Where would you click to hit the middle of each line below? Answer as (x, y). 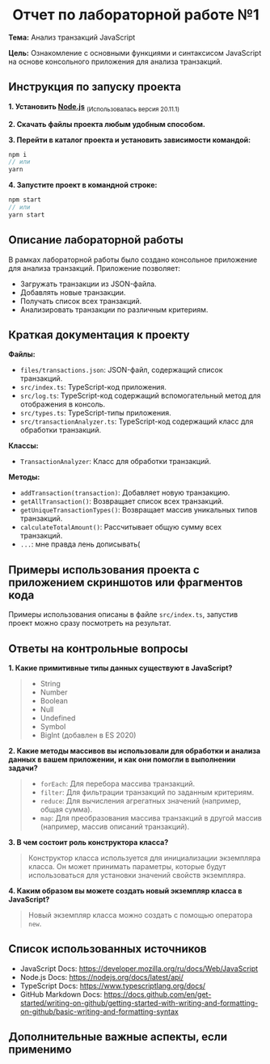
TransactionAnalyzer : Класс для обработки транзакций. (116, 462)
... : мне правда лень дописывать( (80, 544)
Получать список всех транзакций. (81, 301)
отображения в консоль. (63, 404)
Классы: (23, 445)
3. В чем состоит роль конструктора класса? (89, 842)
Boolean (54, 701)
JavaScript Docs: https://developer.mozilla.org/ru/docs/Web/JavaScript (139, 969)
